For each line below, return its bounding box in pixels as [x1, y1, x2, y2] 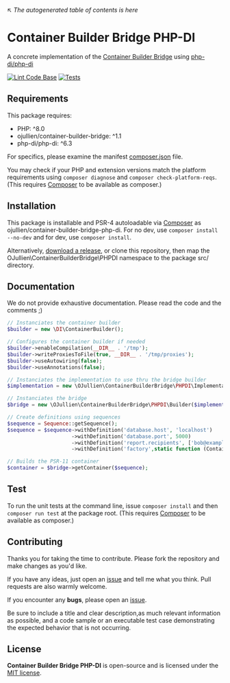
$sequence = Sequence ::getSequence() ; [7, 420, 118, 427]
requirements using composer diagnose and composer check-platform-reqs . [7, 173, 217, 181]
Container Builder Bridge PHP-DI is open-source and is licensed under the [7, 662, 219, 670]
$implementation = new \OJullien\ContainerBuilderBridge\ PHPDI [7, 382, 192, 390]
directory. [7, 261, 34, 269]
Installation [7, 200, 56, 212]
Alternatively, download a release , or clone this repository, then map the [7, 246, 210, 255]
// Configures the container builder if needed [7, 338, 146, 345]
